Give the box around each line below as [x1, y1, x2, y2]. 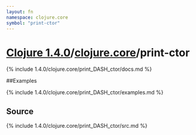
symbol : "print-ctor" [6, 20, 61, 26]
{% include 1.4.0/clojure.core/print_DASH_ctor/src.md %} [6, 122, 148, 130]
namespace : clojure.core [6, 14, 68, 20]
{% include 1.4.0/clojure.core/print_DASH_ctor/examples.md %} [6, 89, 164, 96]
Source [6, 106, 34, 116]
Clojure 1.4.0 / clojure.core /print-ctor [6, 46, 190, 59]
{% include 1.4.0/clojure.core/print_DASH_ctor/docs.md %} [6, 65, 152, 73]
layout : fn [6, 8, 34, 15]
